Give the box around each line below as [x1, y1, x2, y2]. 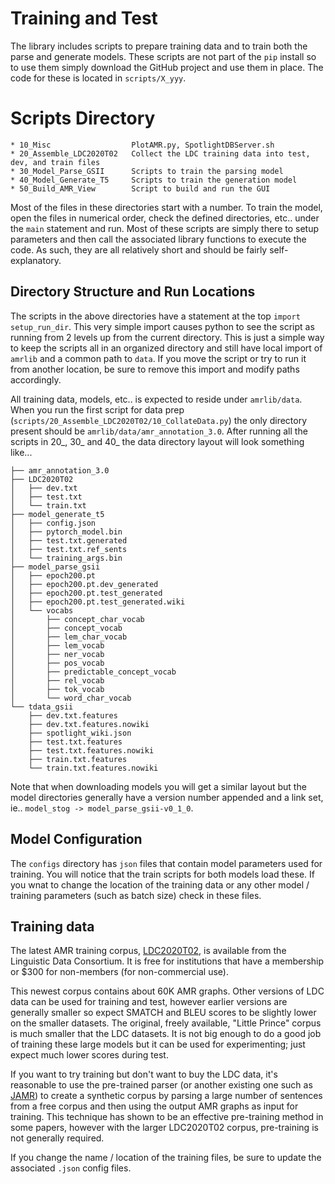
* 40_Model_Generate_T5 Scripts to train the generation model [10, 175, 298, 185]
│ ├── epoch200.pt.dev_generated [10, 579, 159, 589]
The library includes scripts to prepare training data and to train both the [10, 40, 308, 52]
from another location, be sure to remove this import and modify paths [10, 363, 300, 375]
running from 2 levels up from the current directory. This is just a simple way [10, 331, 325, 343]
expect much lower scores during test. [10, 1049, 169, 1061]
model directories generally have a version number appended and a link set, [10, 791, 324, 803]
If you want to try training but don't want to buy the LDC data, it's [10, 1068, 278, 1081]
